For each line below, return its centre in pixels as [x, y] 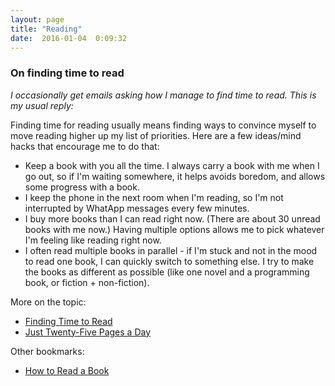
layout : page [37, 19]
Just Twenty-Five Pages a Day [88, 332]
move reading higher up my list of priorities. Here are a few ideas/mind [156, 135]
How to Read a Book [67, 370]
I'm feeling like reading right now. [93, 240]
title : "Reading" [46, 29]
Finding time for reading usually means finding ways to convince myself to [163, 125]
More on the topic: [48, 302]
